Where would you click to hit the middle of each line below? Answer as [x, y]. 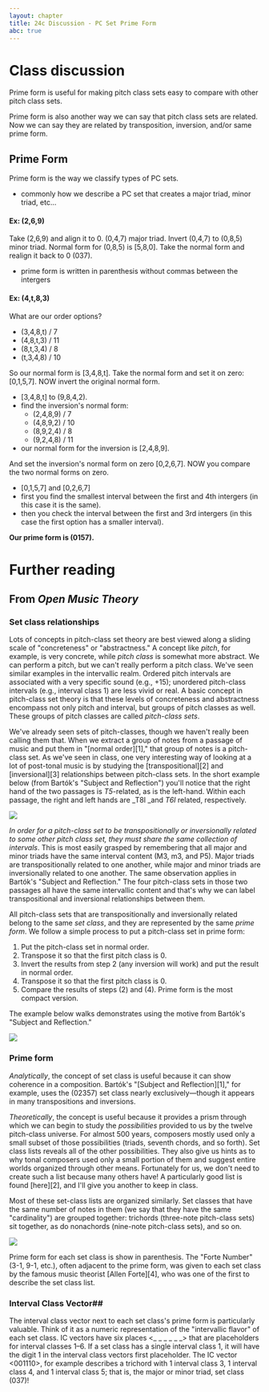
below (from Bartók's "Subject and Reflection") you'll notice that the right [130, 783]
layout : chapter [36, 16]
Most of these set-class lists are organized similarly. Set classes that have [131, 1200]
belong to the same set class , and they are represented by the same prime [132, 923]
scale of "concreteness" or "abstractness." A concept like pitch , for [120, 648]
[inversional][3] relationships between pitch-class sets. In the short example [134, 775]
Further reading [62, 570]
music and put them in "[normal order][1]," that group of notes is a [118, 749]
